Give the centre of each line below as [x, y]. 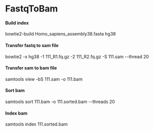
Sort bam [15, 90]
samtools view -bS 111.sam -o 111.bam [44, 79]
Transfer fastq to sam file [32, 45]
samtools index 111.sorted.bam [36, 124]
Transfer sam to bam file [31, 68]
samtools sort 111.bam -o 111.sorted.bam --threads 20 [60, 101]
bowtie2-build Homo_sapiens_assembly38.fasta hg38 [60, 34]
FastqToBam [32, 9]
